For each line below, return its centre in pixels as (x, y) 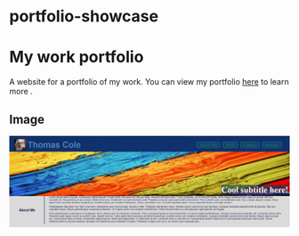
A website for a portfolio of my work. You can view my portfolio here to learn (149, 82)
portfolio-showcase (84, 16)
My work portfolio (77, 57)
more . (21, 92)
